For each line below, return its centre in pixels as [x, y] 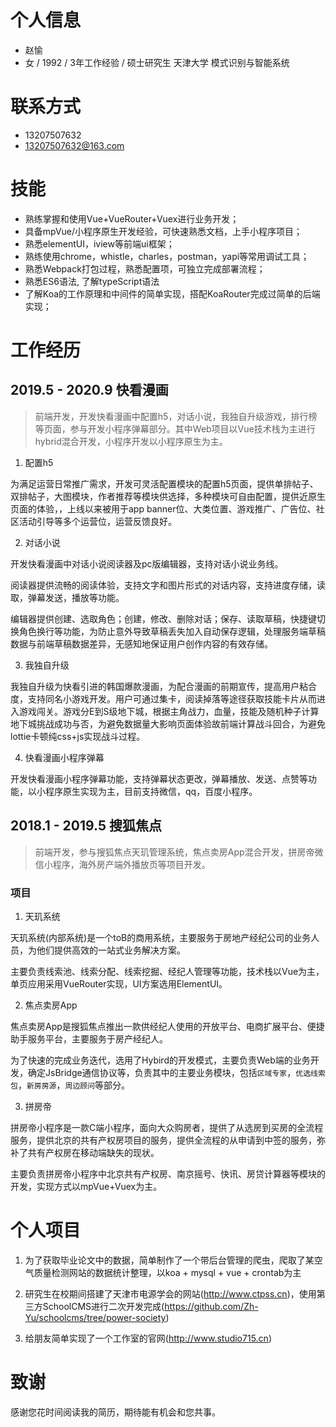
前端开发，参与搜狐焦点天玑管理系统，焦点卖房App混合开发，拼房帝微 [179, 852]
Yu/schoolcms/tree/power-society [95, 1317]
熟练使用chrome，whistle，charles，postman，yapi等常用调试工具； [167, 256]
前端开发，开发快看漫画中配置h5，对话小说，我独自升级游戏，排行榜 [176, 416]
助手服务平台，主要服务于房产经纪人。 [89, 1038]
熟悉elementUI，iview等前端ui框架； [99, 243]
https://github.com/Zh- [211, 1306]
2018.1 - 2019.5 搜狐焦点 [86, 826]
